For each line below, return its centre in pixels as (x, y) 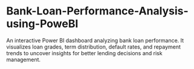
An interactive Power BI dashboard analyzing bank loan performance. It (95, 40)
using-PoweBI (42, 24)
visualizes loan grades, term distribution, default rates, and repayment (94, 47)
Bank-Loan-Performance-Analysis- (97, 11)
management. (24, 59)
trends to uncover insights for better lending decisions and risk (84, 53)
